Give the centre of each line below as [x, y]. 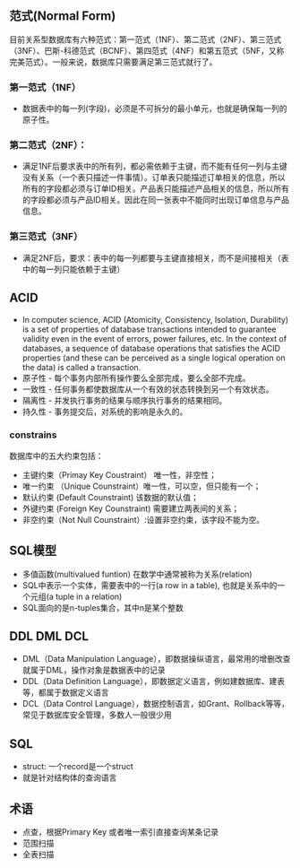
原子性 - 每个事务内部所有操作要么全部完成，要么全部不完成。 [136, 378]
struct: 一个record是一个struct [78, 767]
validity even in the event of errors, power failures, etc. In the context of [154, 338]
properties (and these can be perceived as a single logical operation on [154, 358]
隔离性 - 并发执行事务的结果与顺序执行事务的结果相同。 [124, 400]
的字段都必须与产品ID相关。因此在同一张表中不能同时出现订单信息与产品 [155, 200]
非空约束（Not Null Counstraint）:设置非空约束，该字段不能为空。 [143, 519]
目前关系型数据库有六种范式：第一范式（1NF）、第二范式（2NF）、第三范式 [146, 39]
